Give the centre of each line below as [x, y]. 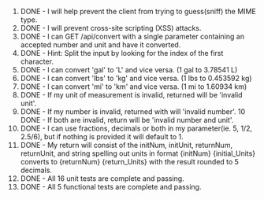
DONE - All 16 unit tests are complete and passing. [102, 179]
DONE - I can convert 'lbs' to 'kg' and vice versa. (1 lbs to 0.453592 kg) [136, 78]
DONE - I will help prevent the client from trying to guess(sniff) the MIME [138, 11]
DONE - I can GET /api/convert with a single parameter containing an [132, 36]
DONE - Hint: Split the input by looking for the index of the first [122, 53]
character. [37, 61]
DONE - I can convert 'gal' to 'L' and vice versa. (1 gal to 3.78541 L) [129, 70]
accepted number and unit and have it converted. [100, 45]
